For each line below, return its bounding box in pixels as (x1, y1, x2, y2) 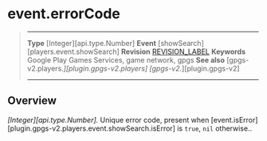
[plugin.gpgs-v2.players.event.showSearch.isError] (7, 124, 176, 133)
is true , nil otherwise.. (177, 124, 253, 133)
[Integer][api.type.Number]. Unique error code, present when (7, 115, 210, 124)
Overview (7, 94, 57, 108)
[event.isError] (210, 115, 258, 124)
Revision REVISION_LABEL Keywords (121, 47, 246, 56)
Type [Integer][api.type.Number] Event (26, 38, 157, 48)
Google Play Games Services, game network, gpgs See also (26, 55, 225, 64)
